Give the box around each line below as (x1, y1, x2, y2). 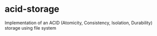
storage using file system (4, 25, 57, 31)
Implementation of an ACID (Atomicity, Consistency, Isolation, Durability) (4, 20, 153, 26)
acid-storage (4, 3, 60, 15)
